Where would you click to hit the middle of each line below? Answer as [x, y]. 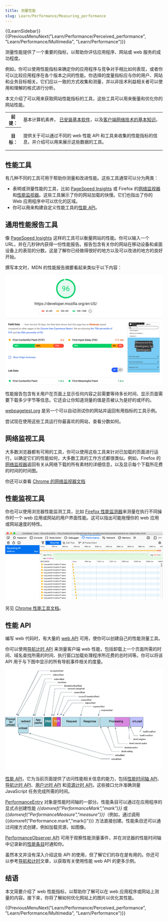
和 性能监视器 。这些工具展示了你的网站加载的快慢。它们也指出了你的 [82, 195]
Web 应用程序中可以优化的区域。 [46, 201]
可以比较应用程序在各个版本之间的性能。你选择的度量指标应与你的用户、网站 [84, 75]
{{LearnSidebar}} [23, 31]
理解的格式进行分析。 [36, 87]
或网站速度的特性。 [25, 524]
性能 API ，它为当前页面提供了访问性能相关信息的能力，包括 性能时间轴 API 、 [83, 778]
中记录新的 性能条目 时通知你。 [36, 844]
